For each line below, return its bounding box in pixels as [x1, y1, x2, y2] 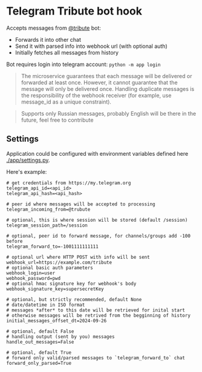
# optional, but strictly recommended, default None [6, 296, 142, 302]
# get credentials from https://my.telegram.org [6, 180, 131, 186]
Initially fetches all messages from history [15, 48, 119, 56]
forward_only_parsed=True [6, 360, 71, 366]
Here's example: [6, 168, 47, 175]
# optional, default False [6, 328, 74, 334]
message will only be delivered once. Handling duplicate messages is [21, 85, 195, 92]
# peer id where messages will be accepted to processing [6, 201, 155, 207]
